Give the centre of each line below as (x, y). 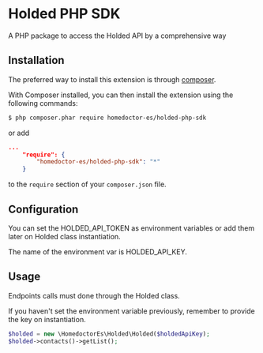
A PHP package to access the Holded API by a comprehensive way (117, 36)
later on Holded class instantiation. (64, 236)
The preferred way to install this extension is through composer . (112, 79)
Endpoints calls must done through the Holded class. (94, 295)
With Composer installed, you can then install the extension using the (121, 95)
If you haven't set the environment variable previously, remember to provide (131, 311)
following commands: (43, 103)
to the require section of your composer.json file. (88, 184)
